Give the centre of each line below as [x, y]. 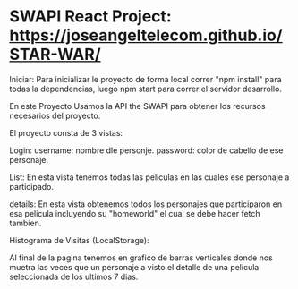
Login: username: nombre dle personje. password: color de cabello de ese [146, 150]
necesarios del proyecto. [55, 115]
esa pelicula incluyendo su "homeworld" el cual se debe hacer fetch [135, 213]
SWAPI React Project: [90, 17]
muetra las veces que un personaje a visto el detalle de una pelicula [134, 267]
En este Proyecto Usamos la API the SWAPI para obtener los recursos [137, 106]
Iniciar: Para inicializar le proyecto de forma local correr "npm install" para [145, 79]
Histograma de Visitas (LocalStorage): [79, 240]
